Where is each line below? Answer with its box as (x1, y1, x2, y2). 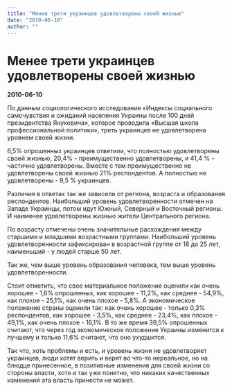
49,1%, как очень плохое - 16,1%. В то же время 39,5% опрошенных (7, 318, 208, 327)
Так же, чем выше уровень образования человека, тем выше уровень (7, 261, 216, 269)
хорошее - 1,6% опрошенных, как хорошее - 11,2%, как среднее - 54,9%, (7, 289, 224, 297)
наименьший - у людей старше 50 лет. (7, 247, 122, 256)
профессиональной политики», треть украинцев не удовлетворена (7, 126, 206, 134)
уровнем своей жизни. (7, 133, 75, 142)
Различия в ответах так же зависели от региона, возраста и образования (7, 190, 226, 198)
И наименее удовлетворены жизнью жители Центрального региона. (7, 212, 211, 220)
